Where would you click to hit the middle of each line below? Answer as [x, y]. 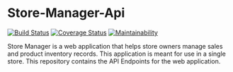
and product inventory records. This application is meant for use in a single [117, 54]
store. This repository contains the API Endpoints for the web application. [114, 61]
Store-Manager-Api [66, 13]
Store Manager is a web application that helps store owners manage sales [115, 46]
